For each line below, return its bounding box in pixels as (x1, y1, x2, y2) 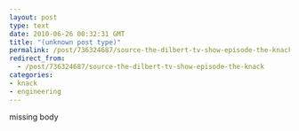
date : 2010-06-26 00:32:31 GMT (9, 29, 125, 38)
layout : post (9, 12, 58, 22)
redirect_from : (9, 54, 66, 63)
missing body (9, 112, 60, 122)
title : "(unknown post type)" (9, 37, 122, 47)
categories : (9, 71, 53, 80)
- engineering (9, 87, 62, 96)
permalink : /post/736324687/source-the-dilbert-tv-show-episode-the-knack (9, 46, 293, 55)
